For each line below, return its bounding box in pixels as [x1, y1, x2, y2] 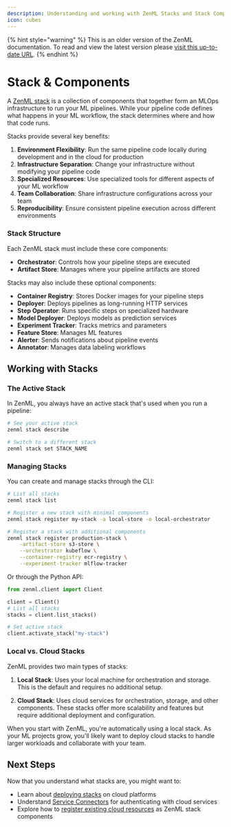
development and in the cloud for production [16, 153, 144, 161]
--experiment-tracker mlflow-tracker [19, 560, 128, 567]
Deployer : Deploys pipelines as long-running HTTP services [16, 299, 188, 307]
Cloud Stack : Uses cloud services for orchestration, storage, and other [16, 696, 219, 704]
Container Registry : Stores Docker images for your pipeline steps [16, 292, 204, 300]
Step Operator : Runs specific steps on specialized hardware [16, 306, 189, 314]
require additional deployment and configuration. [16, 711, 156, 719]
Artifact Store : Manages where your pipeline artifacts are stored [16, 265, 200, 273]
